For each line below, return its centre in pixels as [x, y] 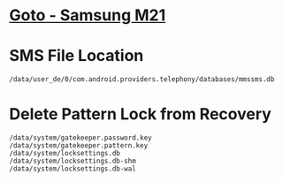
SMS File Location [76, 56]
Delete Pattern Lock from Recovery [140, 114]
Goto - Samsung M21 [88, 15]
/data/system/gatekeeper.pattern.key [79, 146]
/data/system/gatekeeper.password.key [80, 138]
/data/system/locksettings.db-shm [73, 161]
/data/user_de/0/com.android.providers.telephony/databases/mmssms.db [142, 80]
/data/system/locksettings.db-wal [73, 169]
